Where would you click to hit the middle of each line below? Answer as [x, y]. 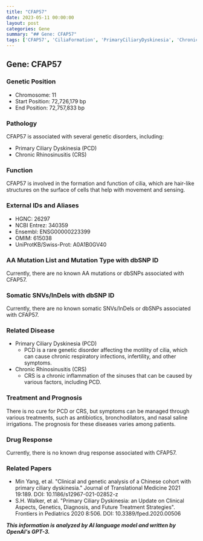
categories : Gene [28, 29]
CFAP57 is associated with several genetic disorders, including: [85, 136]
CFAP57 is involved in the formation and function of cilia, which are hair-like [100, 183]
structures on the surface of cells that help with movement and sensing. [96, 190]
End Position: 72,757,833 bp [50, 108]
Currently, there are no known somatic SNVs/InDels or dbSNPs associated [99, 308]
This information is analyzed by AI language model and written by [91, 525]
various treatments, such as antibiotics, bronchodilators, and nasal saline [97, 417]
